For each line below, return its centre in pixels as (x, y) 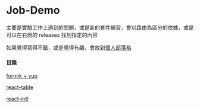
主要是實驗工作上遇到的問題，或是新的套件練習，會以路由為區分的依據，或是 (100, 27)
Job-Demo (33, 10)
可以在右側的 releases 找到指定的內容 (52, 35)
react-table (20, 87)
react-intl (17, 99)
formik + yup (22, 76)
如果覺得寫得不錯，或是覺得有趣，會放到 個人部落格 (69, 47)
